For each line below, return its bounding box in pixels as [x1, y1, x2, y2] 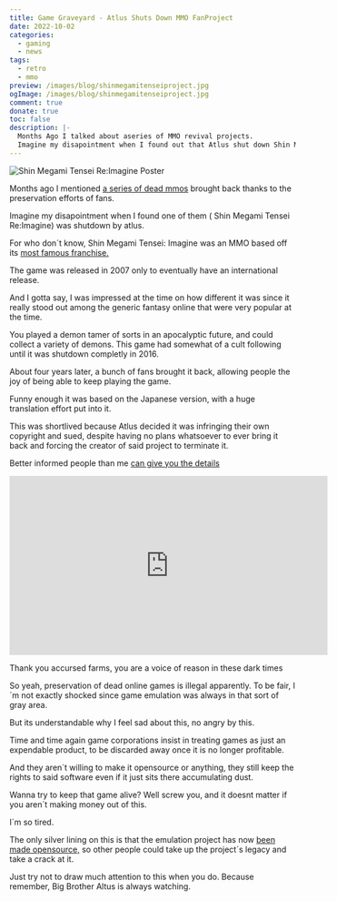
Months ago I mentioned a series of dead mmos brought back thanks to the [9, 183, 292, 194]
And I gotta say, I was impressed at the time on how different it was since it [9, 292, 290, 303]
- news [17, 47, 43, 56]
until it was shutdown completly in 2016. [9, 348, 159, 359]
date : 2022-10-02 [9, 22, 75, 31]
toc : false [9, 115, 51, 124]
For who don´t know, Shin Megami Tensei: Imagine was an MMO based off [9, 238, 288, 248]
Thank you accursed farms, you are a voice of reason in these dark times [9, 662, 283, 673]
